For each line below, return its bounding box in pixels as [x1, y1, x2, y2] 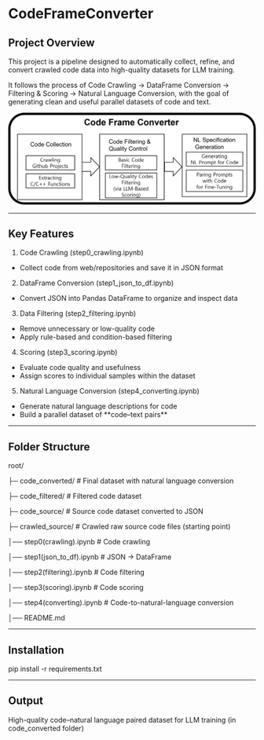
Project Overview [8, 36, 95, 49]
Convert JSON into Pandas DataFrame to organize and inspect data [19, 294, 238, 303]
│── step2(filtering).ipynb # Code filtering [8, 567, 145, 577]
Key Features [8, 227, 75, 240]
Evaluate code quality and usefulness [19, 363, 141, 372]
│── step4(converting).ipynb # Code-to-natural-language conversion [8, 598, 234, 607]
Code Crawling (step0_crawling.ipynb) [19, 248, 144, 258]
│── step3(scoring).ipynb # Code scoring [8, 583, 144, 592]
